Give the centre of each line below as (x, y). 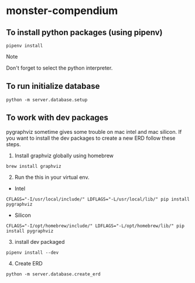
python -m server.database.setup (47, 100)
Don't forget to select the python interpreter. (59, 68)
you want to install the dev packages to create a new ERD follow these (91, 138)
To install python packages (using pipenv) (84, 32)
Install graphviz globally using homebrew (64, 156)
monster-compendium (62, 11)
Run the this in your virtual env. (52, 177)
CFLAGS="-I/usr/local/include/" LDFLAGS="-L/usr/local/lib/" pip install (98, 199)
